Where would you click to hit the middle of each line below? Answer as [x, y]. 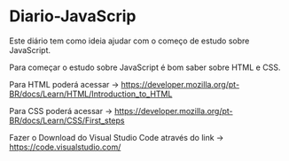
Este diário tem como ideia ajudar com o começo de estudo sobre [129, 41]
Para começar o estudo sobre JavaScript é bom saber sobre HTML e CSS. [145, 67]
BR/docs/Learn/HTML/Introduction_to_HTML [91, 94]
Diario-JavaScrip [73, 16]
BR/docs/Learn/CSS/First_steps [67, 120]
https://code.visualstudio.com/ [65, 147]
